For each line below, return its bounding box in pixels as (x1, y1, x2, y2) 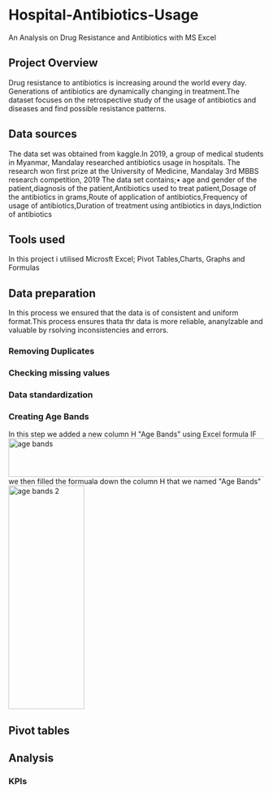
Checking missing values (8, 367, 110, 379)
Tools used (8, 232, 66, 246)
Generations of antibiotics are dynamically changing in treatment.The (8, 86, 240, 96)
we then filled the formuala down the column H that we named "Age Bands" (8, 477, 262, 487)
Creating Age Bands (8, 410, 89, 422)
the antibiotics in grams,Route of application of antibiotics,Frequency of (8, 192, 248, 201)
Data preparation (8, 286, 96, 300)
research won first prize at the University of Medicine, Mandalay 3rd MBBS (8, 166, 259, 175)
